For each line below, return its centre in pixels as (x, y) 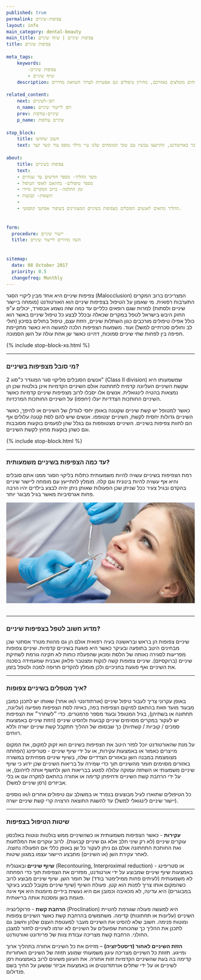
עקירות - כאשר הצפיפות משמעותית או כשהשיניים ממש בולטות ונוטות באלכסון (94, 835)
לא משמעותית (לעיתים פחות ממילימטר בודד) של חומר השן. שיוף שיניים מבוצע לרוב (99, 878)
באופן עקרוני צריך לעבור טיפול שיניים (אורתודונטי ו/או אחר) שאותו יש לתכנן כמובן (96, 701)
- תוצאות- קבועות (35, 196)
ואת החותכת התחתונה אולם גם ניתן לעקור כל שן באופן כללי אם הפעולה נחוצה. (94, 848)
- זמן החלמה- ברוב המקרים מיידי (50, 189)
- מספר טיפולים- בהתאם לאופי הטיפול (55, 183)
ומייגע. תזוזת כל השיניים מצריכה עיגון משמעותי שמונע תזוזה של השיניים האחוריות (96, 952)
